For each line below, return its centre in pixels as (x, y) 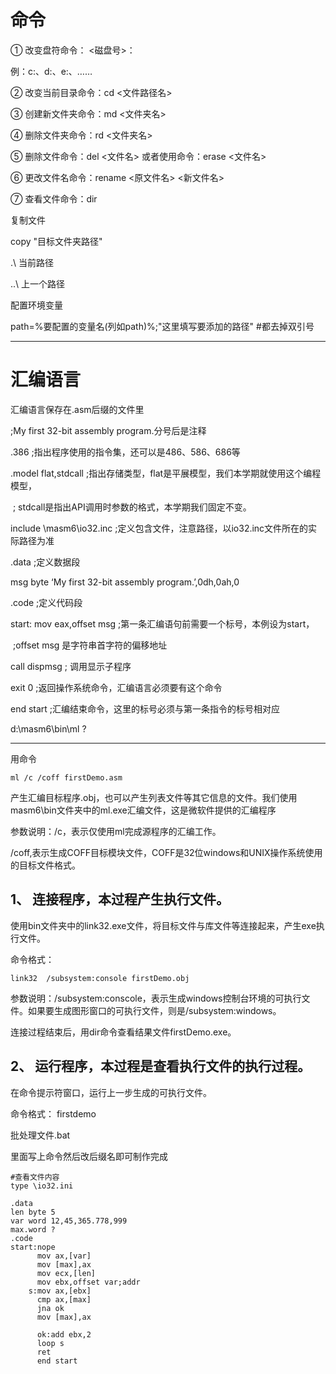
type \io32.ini (42, 1186)
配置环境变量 (36, 305)
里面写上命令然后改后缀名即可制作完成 (89, 1156)
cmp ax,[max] (64, 1299)
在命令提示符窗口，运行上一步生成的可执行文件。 (111, 1092)
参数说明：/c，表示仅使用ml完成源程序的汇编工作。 (116, 831)
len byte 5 (33, 1212)
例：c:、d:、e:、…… (51, 71)
